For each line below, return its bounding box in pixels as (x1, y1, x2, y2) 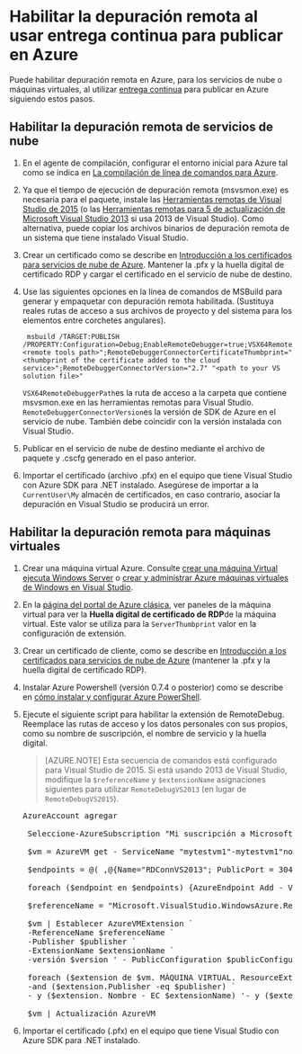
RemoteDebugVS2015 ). (44, 793, 120, 804)
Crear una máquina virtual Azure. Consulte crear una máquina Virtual (22, 562, 279, 573)
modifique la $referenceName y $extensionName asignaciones (44, 773, 267, 784)
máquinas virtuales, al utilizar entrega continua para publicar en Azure (9, 84, 270, 94)
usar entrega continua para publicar (9, 25, 283, 46)
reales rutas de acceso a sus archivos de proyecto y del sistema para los (22, 305, 292, 316)
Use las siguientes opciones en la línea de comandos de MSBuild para (22, 286, 283, 297)
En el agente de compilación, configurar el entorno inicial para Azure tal (22, 157, 289, 168)
